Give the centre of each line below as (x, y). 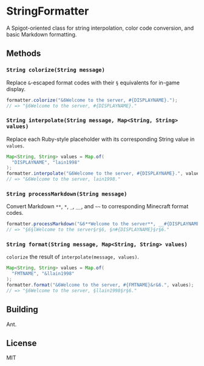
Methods (24, 54)
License (22, 343)
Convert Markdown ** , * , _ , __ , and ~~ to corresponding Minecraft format (97, 206)
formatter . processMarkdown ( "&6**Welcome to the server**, (81, 224)
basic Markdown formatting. (42, 34)
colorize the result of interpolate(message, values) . (73, 257)
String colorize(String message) (56, 70)
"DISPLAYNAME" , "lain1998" (46, 162)
